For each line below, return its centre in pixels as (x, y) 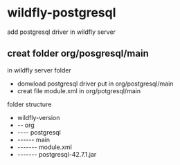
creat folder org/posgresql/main (78, 54)
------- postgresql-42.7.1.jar (57, 154)
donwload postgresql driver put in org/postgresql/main (95, 84)
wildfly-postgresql (62, 13)
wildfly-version (38, 117)
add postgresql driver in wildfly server (62, 32)
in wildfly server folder (39, 70)
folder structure (29, 104)
